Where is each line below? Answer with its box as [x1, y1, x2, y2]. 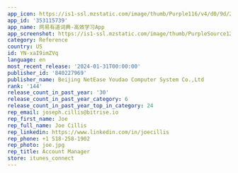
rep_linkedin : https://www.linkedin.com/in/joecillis [7, 129, 170, 136]
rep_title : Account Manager [7, 148, 91, 155]
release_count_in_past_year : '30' [7, 89, 110, 96]
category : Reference [7, 37, 69, 44]
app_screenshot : [7, 30, 55, 37]
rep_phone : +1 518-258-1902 [7, 135, 91, 142]
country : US [7, 43, 42, 50]
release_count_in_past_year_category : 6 [7, 96, 129, 103]
